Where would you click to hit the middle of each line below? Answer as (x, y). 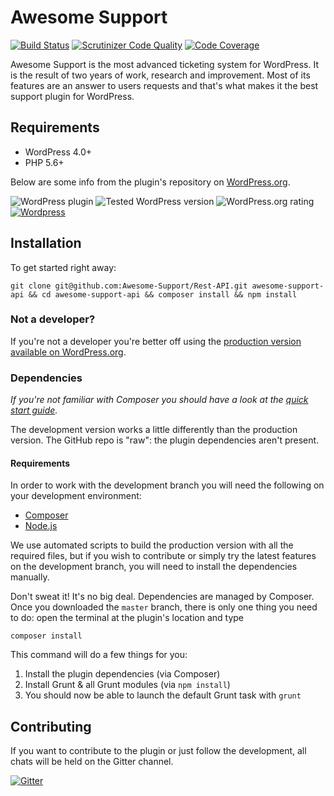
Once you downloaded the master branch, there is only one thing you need (164, 607)
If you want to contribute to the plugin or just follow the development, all (158, 751)
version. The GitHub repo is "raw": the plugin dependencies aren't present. (165, 440)
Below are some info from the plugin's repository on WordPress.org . (150, 182)
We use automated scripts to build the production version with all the (152, 545)
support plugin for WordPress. (72, 96)
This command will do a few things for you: (99, 655)
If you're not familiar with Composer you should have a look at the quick (159, 400)
